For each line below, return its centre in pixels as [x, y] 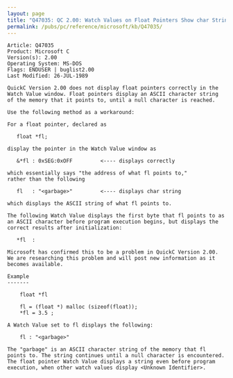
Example [18, 277]
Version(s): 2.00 [32, 58]
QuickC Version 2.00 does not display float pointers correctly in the [113, 88]
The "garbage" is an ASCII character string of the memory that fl [107, 350]
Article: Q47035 [31, 46]
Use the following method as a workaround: [71, 113]
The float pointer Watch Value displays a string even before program [111, 362]
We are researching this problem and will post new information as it [111, 258]
